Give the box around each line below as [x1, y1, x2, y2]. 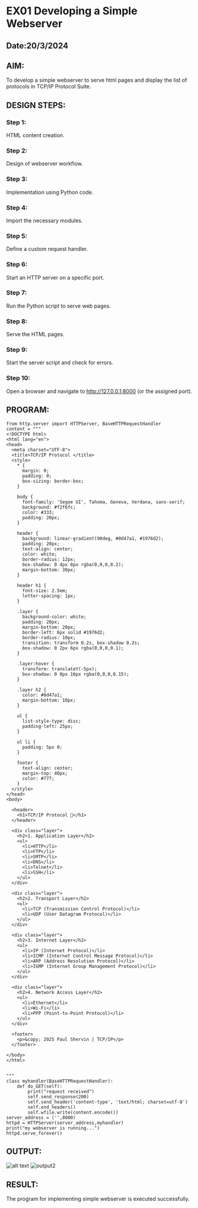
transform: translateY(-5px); [21, 666, 97, 672]
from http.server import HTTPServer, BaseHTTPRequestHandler [6, 420, 162, 427]
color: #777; [21, 775, 55, 782]
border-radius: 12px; [21, 556, 76, 562]
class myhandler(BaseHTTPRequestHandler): [6, 1078, 113, 1084]
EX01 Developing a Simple [6, 4, 138, 18]
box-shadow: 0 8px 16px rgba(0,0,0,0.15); [21, 671, 129, 677]
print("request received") [27, 1088, 95, 1095]
